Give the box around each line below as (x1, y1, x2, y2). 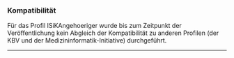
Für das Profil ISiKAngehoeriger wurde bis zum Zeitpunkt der (7, 22, 182, 30)
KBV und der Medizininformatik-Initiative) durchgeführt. (7, 36, 167, 45)
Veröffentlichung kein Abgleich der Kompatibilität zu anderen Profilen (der (7, 29, 219, 37)
